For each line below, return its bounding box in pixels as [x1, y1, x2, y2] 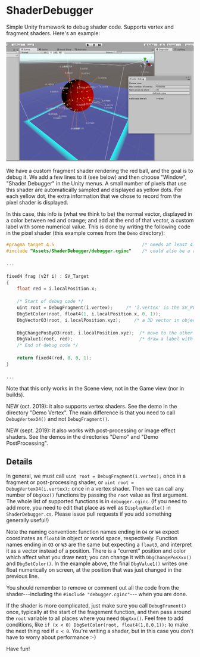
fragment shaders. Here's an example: [6, 29, 100, 36]
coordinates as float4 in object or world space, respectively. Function [6, 535, 177, 542]
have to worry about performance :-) [6, 634, 96, 641]
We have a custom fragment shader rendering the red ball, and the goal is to [6, 168, 193, 175]
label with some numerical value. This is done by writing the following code [6, 223, 190, 230]
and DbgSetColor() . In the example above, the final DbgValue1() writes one [6, 560, 188, 567]
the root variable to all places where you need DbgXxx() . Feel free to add [6, 615, 183, 622]
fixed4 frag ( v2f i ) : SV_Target [6, 273, 89, 279]
